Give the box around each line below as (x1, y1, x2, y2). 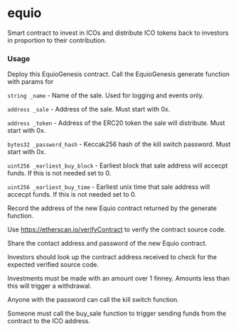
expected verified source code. (7, 261, 99, 269)
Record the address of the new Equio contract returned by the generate (7, 204, 217, 212)
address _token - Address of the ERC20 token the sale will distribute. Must (7, 119, 225, 127)
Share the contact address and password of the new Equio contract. (7, 239, 207, 248)
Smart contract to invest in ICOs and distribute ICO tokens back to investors (7, 28, 229, 37)
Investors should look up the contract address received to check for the (7, 253, 217, 261)
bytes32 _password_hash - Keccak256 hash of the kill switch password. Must (7, 140, 231, 148)
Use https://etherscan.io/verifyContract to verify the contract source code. (7, 225, 226, 234)
